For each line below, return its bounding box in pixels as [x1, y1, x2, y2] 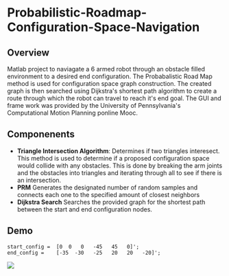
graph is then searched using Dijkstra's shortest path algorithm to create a [7, 87, 217, 95]
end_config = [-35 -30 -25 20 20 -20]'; [7, 249, 161, 256]
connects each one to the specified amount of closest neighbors [16, 190, 200, 198]
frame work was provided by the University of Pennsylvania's [7, 102, 181, 109]
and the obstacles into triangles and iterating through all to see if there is [16, 168, 222, 176]
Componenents [7, 128, 75, 140]
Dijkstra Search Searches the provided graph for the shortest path [16, 198, 206, 206]
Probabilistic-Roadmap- [7, 5, 147, 21]
